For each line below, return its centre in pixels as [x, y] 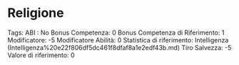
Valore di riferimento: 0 [41, 55]
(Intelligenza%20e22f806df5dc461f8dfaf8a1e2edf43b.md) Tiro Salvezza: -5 [119, 47]
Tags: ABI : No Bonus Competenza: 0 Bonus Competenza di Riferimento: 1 [116, 32]
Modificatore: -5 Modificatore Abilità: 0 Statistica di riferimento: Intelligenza [118, 40]
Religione [36, 13]
